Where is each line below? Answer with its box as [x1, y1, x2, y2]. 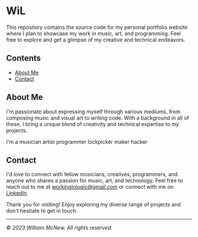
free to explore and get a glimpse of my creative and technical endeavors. [6, 36, 186, 43]
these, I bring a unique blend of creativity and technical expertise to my [6, 120, 179, 127]
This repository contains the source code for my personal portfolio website [6, 24, 188, 31]
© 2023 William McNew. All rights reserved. [6, 224, 113, 231]
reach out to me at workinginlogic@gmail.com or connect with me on [6, 183, 174, 190]
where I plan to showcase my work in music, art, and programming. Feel [6, 29, 181, 37]
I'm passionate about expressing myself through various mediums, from [6, 108, 181, 115]
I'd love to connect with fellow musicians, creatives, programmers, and [6, 171, 178, 178]
